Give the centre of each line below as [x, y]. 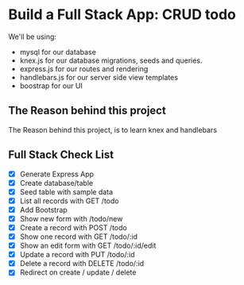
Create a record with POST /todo [73, 227]
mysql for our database [58, 52]
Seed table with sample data [66, 191]
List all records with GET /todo [69, 201]
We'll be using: [33, 37]
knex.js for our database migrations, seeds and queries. [111, 60]
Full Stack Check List [61, 155]
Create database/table [56, 183]
